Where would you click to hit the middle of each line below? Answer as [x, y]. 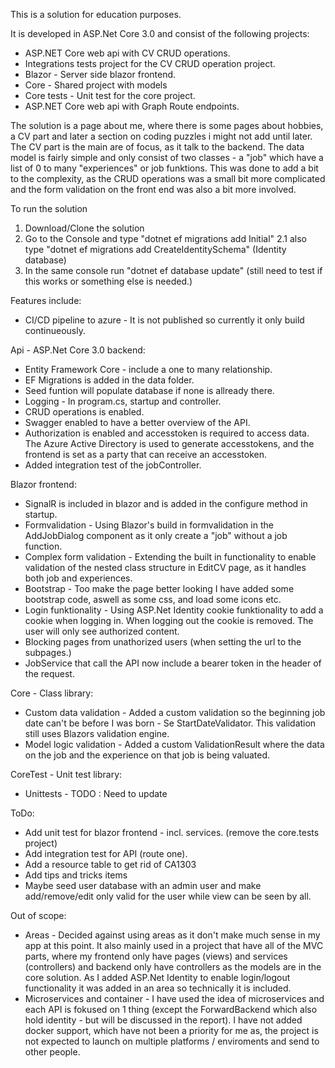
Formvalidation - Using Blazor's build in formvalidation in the [149, 525]
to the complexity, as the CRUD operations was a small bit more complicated [168, 178]
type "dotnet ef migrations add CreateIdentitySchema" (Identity [155, 249]
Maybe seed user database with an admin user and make [143, 885]
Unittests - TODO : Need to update [96, 793]
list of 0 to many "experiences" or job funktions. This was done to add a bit [164, 168]
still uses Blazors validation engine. [97, 733]
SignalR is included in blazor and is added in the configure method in [166, 503]
